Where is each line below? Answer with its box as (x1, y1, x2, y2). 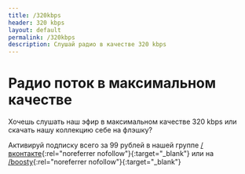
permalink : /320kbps (8, 33, 76, 42)
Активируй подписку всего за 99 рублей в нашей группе (8, 140, 199, 150)
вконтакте (8, 149, 42, 158)
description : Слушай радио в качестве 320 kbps (8, 41, 167, 49)
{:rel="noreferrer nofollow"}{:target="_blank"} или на (42, 149, 214, 158)
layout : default (8, 26, 61, 34)
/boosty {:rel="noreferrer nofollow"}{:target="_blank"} (8, 158, 182, 167)
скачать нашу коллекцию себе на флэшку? (8, 125, 153, 135)
